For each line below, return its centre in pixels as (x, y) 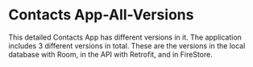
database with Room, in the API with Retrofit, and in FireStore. (111, 54)
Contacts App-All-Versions (101, 15)
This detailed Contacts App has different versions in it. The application (125, 37)
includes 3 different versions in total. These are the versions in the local (127, 45)
